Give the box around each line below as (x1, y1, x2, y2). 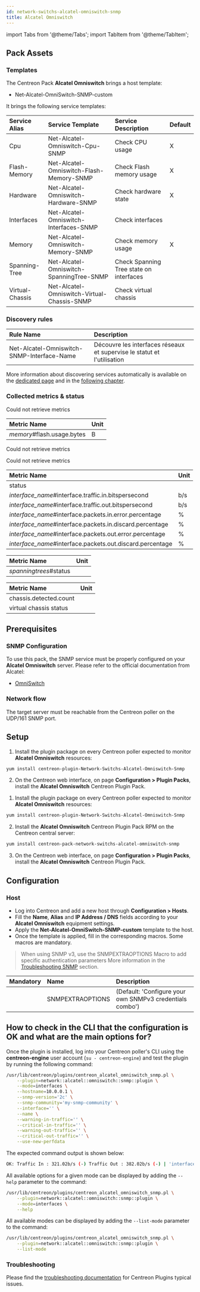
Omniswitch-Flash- (48, 167, 104, 175)
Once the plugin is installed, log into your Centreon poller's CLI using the (6, 1048, 184, 1055)
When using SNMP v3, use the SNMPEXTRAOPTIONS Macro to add (20, 950, 187, 957)
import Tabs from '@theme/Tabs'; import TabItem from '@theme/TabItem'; (6, 30, 189, 38)
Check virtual (115, 286, 152, 295)
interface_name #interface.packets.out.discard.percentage (9, 539, 173, 547)
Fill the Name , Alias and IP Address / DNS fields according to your (14, 913, 179, 920)
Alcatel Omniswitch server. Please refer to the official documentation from (6, 662, 190, 669)
